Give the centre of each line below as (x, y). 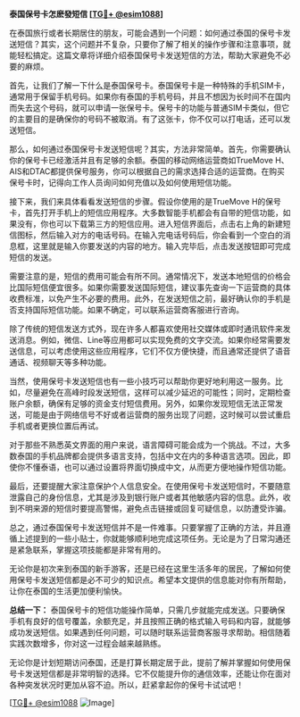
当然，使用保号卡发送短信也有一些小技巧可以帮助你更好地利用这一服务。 (142, 381)
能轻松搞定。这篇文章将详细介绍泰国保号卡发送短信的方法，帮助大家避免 (142, 55)
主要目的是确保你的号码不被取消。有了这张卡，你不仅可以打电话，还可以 (150, 119)
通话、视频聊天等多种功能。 (60, 362)
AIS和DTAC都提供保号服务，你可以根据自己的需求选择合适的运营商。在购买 (147, 171)
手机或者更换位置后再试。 (56, 426)
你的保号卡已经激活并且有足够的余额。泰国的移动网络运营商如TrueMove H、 (149, 160)
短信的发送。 (33, 257)
